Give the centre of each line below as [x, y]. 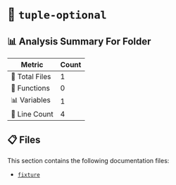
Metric [32, 65]
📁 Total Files [31, 77]
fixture [29, 175]
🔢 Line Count [32, 114]
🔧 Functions [31, 88]
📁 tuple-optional [57, 14]
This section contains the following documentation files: [88, 160]
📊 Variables [31, 100]
